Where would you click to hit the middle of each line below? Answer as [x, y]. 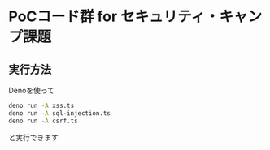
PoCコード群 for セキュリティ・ [114, 17]
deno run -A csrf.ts [44, 121]
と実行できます [33, 137]
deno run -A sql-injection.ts [60, 113]
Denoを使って [32, 90]
